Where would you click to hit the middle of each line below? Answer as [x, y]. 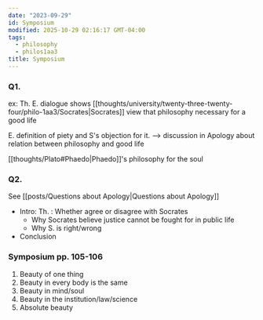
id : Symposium [31, 23]
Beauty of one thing [51, 274]
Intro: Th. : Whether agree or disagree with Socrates [104, 212]
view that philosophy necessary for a [186, 112]
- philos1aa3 [37, 52]
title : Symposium [37, 60]
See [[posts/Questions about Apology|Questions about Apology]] [114, 196]
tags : [17, 37]
